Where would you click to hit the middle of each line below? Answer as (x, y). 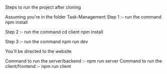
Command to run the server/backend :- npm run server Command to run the (84, 61)
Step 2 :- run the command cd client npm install (54, 32)
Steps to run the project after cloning (43, 7)
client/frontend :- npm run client (38, 66)
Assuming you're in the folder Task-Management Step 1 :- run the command (83, 17)
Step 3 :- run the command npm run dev (47, 41)
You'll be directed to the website (38, 51)
